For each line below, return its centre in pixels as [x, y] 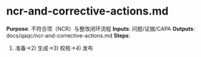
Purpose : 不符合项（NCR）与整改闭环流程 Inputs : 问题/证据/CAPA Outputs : [101, 29]
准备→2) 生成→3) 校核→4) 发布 [54, 48]
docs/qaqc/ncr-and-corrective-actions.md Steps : [68, 35]
